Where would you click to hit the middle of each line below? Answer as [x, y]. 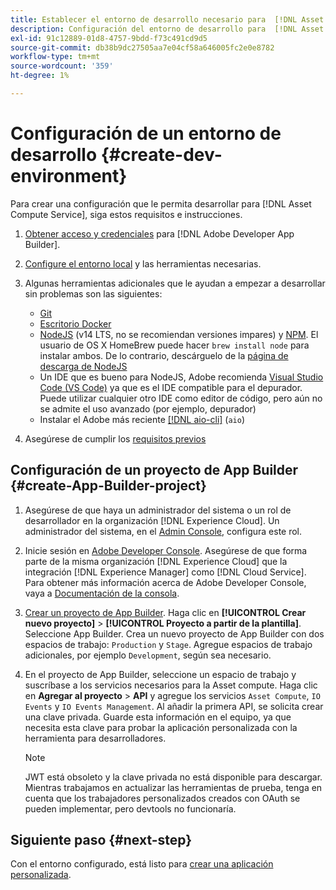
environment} [69, 176]
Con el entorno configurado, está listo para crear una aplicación [142, 864]
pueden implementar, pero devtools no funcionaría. [130, 808]
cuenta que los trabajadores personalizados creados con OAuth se [162, 798]
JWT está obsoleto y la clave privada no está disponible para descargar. [173, 777]
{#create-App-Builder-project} [108, 486]
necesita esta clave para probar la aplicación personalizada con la [161, 727]
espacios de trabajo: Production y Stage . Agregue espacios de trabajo [168, 644]
